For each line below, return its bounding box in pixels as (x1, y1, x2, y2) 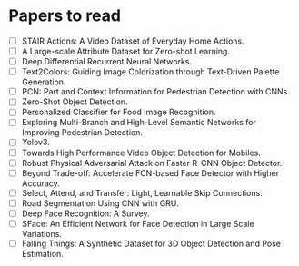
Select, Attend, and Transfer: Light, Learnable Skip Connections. (21, 187, 263, 198)
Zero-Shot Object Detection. (21, 96, 128, 107)
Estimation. (21, 249, 65, 259)
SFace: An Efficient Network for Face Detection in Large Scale (21, 218, 255, 229)
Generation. (21, 76, 66, 87)
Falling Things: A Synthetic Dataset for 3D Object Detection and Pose (21, 238, 281, 249)
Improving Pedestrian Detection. (21, 127, 143, 138)
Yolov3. (21, 137, 51, 148)
